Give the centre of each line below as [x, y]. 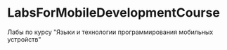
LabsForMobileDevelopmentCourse [113, 13]
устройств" [24, 39]
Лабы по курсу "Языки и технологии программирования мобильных [110, 32]
